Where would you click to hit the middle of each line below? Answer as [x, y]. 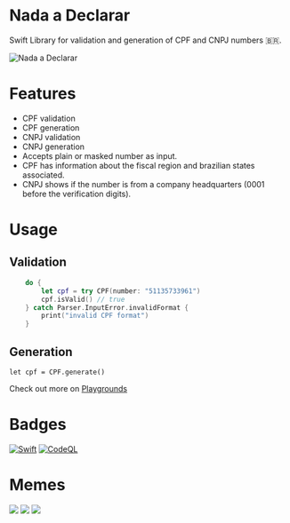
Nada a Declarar [70, 16]
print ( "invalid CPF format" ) [95, 316]
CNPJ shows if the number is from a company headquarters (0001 [143, 184]
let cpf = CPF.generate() [57, 372]
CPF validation [48, 118]
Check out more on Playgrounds [68, 388]
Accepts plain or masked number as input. [100, 155]
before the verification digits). [77, 194]
